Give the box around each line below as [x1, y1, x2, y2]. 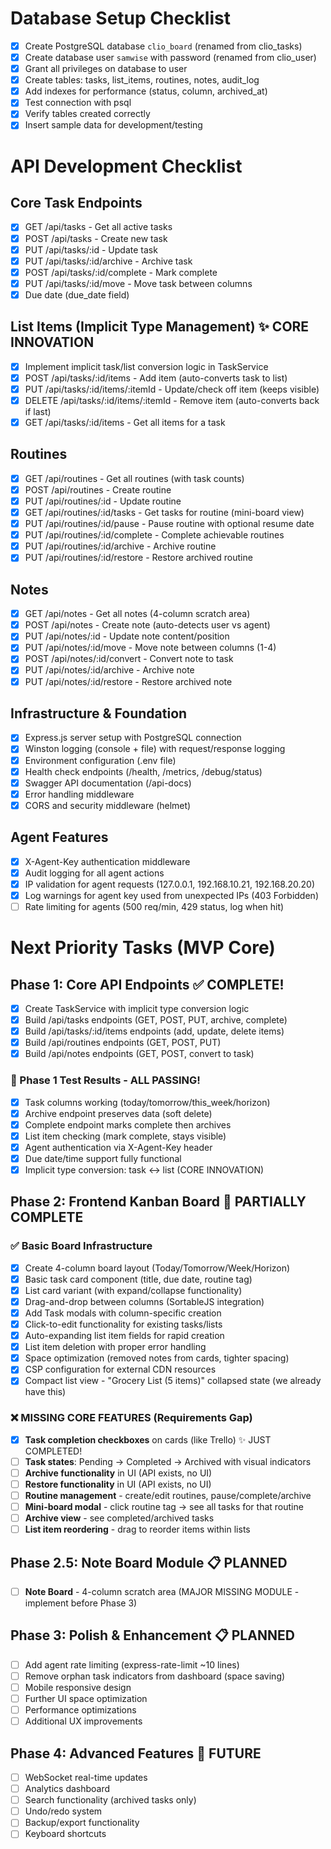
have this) [24, 1386, 67, 1398]
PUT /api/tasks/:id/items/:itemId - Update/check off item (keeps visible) [24, 383, 320, 395]
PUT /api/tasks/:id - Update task [24, 243, 158, 256]
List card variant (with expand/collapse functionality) [24, 1284, 243, 1296]
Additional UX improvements [24, 1715, 143, 1727]
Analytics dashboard [24, 1783, 111, 1795]
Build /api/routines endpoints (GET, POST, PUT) [24, 1037, 222, 1049]
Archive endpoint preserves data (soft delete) [24, 1107, 213, 1119]
